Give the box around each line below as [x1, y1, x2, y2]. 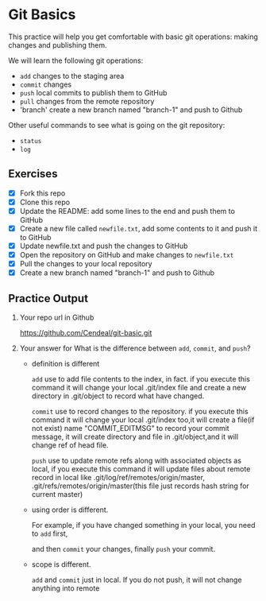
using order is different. [31, 505, 109, 514]
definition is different [31, 359, 100, 369]
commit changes [19, 79, 72, 89]
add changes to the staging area [19, 71, 125, 80]
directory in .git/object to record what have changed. [31, 391, 205, 401]
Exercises [8, 167, 58, 180]
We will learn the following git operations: [8, 56, 144, 65]
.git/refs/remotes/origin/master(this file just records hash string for [31, 481, 250, 490]
